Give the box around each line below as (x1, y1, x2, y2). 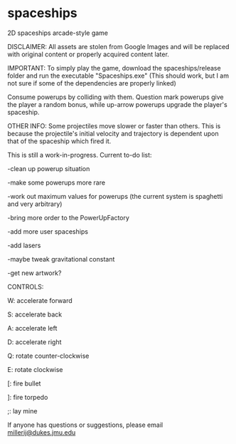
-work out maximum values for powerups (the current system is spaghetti (7, 192, 223, 200)
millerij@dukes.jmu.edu (7, 428, 76, 436)
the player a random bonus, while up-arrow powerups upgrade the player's (7, 100, 227, 108)
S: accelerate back (7, 310, 63, 319)
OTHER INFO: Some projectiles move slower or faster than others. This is (7, 121, 221, 130)
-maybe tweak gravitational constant (7, 254, 115, 263)
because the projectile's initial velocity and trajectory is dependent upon (7, 129, 219, 138)
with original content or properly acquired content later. (7, 50, 169, 58)
